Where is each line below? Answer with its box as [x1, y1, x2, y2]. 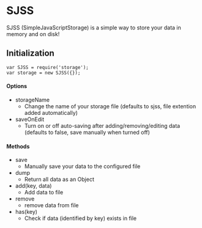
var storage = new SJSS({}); [6, 70, 81, 76]
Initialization [6, 48, 55, 59]
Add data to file [24, 189, 64, 196]
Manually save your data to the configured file [24, 163, 141, 170]
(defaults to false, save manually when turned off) [24, 128, 150, 136]
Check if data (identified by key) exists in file [24, 215, 137, 222]
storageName [15, 96, 50, 103]
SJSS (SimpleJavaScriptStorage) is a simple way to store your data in [6, 24, 182, 31]
